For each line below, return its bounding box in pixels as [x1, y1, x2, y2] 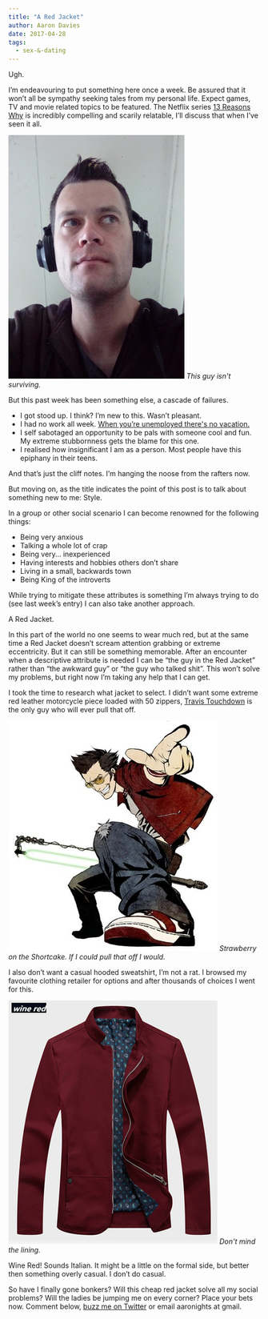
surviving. [8, 380, 42, 390]
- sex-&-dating [15, 46, 66, 55]
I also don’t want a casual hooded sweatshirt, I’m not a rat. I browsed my [8, 968, 247, 977]
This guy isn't [186, 371, 231, 381]
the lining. [8, 1245, 42, 1255]
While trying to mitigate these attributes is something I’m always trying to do [8, 591, 259, 600]
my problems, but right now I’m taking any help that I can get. [8, 672, 210, 682]
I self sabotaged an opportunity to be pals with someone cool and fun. [19, 428, 252, 438]
